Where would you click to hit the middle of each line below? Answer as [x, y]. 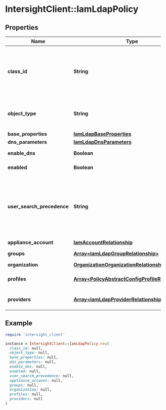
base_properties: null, [34, 357]
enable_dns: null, [29, 367]
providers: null [26, 399]
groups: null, [24, 385]
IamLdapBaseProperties [103, 134]
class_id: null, [26, 348]
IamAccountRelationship [103, 242]
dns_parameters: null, [33, 362]
